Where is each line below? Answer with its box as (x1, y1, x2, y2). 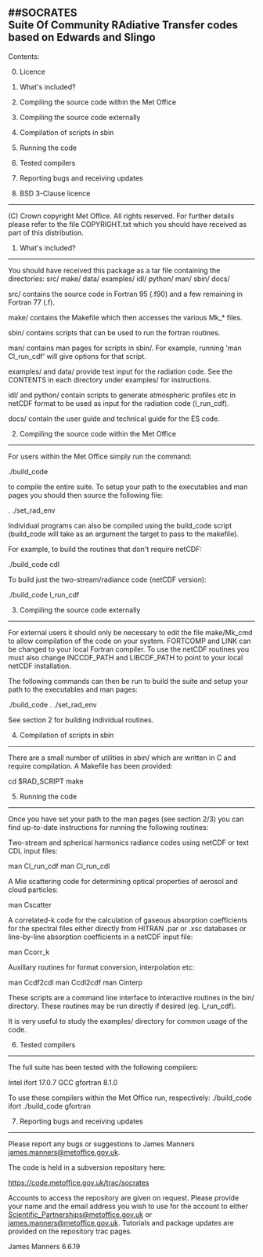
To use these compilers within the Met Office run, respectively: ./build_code (8, 1093, 252, 1102)
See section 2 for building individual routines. (8, 714, 154, 725)
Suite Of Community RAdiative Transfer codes (8, 19, 239, 32)
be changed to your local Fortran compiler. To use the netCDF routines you (8, 644, 250, 654)
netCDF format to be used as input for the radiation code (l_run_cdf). (8, 398, 229, 407)
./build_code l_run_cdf (8, 590, 80, 599)
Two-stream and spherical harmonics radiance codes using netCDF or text (8, 838, 249, 847)
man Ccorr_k (8, 947, 50, 956)
